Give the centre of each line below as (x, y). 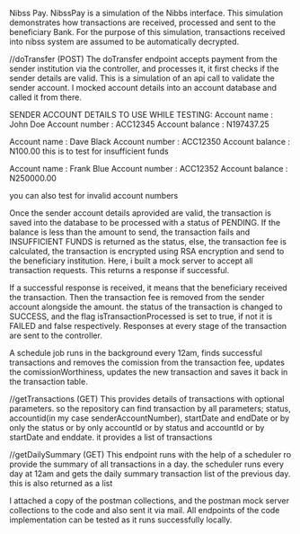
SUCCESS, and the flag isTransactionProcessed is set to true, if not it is (141, 316)
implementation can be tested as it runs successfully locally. (121, 520)
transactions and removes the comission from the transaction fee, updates (147, 362)
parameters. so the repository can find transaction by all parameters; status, (150, 409)
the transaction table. (49, 382)
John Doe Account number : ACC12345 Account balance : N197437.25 (139, 124)
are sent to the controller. (56, 335)
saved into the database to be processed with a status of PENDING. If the (145, 222)
